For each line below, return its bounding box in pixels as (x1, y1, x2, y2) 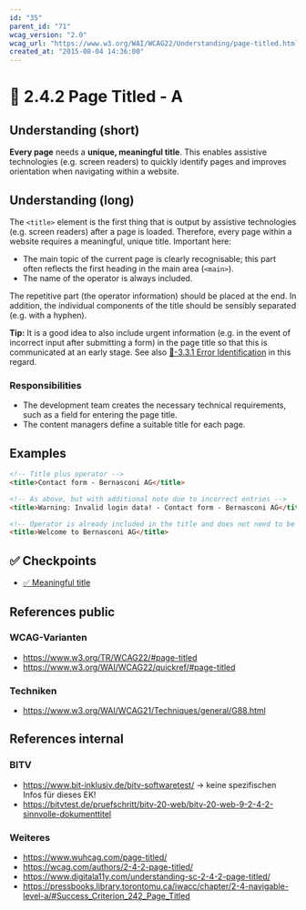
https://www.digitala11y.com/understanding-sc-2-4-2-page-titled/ (22, 871, 271, 883)
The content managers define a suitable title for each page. (22, 420, 246, 430)
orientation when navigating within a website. (9, 166, 179, 177)
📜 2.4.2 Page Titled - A (9, 86, 184, 107)
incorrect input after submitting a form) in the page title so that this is (9, 337, 268, 348)
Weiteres (9, 831, 51, 844)
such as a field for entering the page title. (22, 409, 178, 420)
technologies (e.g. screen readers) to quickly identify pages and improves (9, 157, 287, 167)
